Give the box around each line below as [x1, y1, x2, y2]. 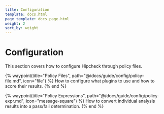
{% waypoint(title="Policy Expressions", [5, 93, 86, 99]
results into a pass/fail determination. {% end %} [5, 103, 104, 109]
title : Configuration [5, 7, 50, 12]
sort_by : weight [5, 26, 38, 31]
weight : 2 [5, 21, 26, 26]
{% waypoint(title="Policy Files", [5, 73, 71, 79]
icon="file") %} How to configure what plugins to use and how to [23, 78, 155, 84]
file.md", [5, 78, 22, 84]
